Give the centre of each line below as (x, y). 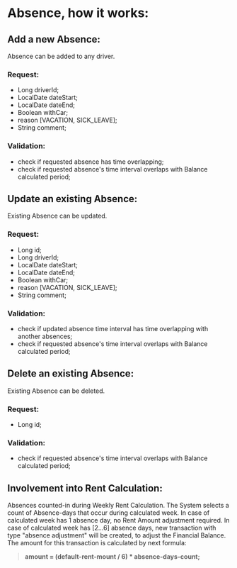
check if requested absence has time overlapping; (91, 162)
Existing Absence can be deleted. (56, 391)
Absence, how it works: (78, 13)
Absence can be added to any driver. (61, 56)
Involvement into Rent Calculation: (85, 488)
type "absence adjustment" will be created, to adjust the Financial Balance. (117, 535)
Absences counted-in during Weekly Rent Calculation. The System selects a (118, 506)
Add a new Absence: (54, 39)
